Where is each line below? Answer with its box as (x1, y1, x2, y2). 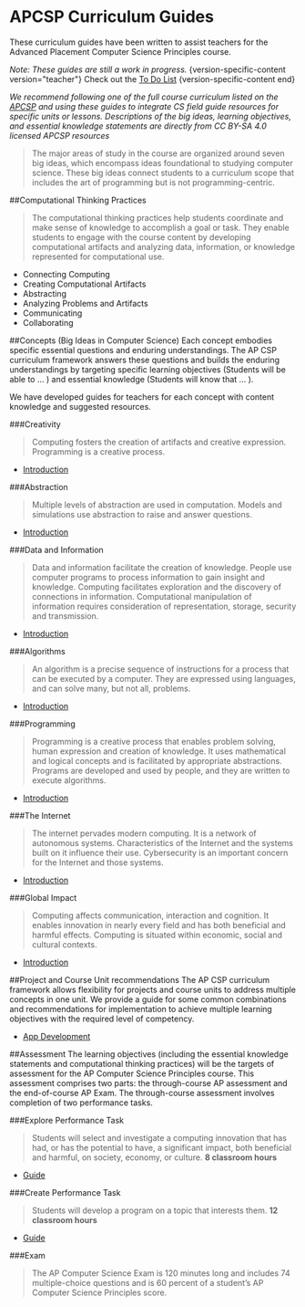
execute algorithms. (31, 774, 107, 786)
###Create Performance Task (9, 1187, 121, 1197)
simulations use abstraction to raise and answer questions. (31, 508, 253, 519)
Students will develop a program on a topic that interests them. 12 (31, 1205, 279, 1216)
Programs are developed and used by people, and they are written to (31, 765, 290, 776)
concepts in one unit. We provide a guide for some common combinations (9, 993, 287, 1005)
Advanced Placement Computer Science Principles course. (9, 46, 232, 57)
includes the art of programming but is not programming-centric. (31, 176, 276, 188)
